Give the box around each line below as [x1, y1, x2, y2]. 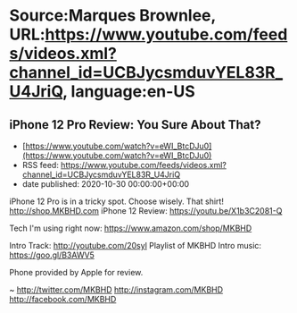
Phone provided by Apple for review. [9, 267, 144, 277]
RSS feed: [21, 160, 60, 170]
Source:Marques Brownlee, [9, 5, 217, 26]
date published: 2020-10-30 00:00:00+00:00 [21, 179, 190, 189]
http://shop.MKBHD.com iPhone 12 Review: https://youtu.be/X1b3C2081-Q [9, 206, 283, 216]
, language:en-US [62, 81, 195, 102]
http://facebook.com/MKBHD [9, 294, 117, 304]
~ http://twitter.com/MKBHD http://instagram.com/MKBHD [9, 284, 224, 295]
